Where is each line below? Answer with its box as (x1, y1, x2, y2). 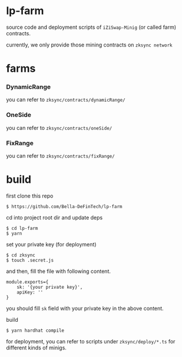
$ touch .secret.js (6, 257, 54, 263)
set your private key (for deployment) (6, 241, 97, 248)
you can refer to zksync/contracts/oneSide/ (6, 124, 112, 131)
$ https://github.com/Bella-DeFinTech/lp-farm (6, 203, 123, 209)
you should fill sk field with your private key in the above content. (6, 305, 164, 312)
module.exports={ (6, 279, 49, 285)
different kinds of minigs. (6, 344, 67, 351)
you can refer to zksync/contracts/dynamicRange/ (6, 96, 125, 104)
